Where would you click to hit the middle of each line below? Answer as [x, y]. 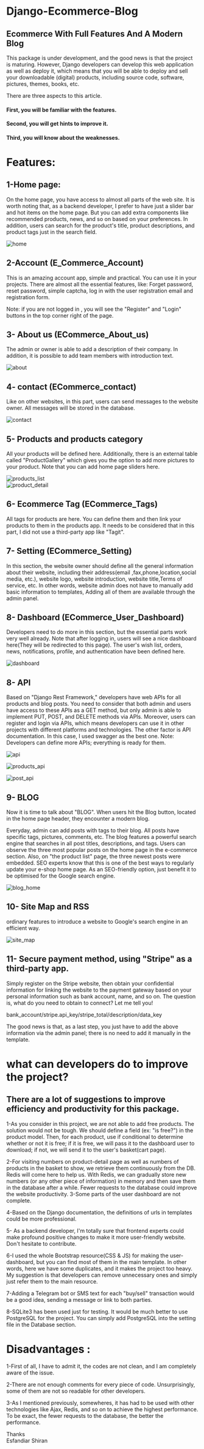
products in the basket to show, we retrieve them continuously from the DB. [101, 1168]
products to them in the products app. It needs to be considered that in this [100, 525]
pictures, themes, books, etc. [43, 84]
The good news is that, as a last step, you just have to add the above [92, 1026]
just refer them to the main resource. [52, 1281]
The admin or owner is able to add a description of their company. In [92, 349]
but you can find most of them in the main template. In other [111, 1262]
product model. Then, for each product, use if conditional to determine [95, 1136]
